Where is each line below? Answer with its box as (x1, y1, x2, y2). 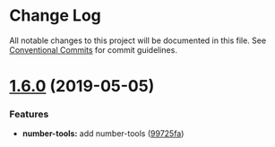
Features (9, 108, 49, 121)
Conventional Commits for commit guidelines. (9, 44, 177, 55)
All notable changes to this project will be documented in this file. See (9, 35, 267, 46)
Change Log (9, 5, 101, 26)
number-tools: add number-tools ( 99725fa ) (21, 128, 185, 139)
